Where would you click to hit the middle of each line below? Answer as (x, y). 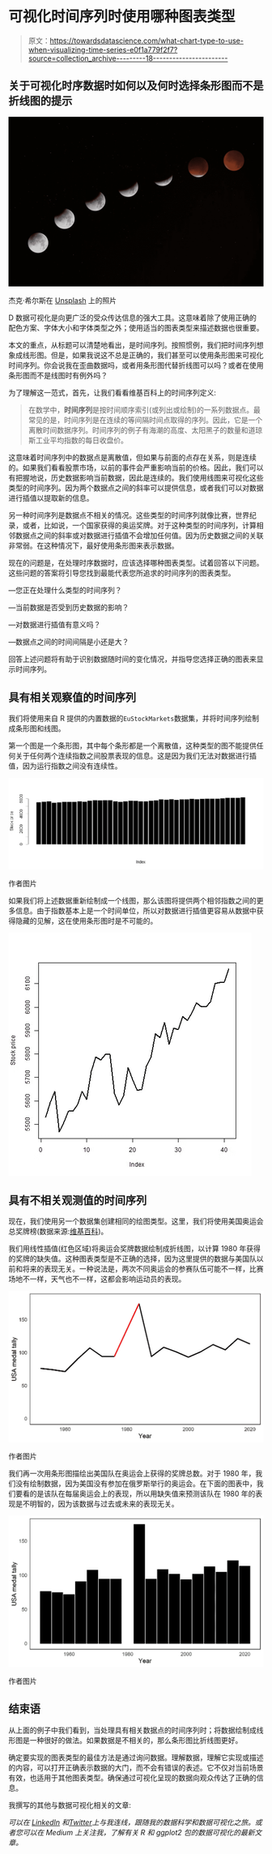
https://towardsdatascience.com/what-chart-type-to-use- (147, 41)
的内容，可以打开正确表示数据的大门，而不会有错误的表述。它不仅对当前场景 (136, 1767)
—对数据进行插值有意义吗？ (55, 625)
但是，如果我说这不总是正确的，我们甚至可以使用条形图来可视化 (157, 355)
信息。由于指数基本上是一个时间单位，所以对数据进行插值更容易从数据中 (136, 910)
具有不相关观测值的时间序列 (78, 1200)
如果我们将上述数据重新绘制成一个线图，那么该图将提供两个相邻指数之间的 (132, 900)
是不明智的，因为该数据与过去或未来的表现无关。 (97, 1504)
